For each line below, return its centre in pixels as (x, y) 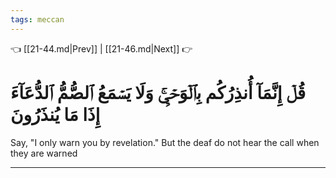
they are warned (44, 153)
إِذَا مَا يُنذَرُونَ (55, 114)
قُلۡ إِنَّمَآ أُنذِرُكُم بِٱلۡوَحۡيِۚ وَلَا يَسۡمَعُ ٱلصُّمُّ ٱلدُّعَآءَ (158, 92)
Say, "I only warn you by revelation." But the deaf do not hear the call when (165, 142)
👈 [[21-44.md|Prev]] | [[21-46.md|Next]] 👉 (101, 48)
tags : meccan (37, 19)
